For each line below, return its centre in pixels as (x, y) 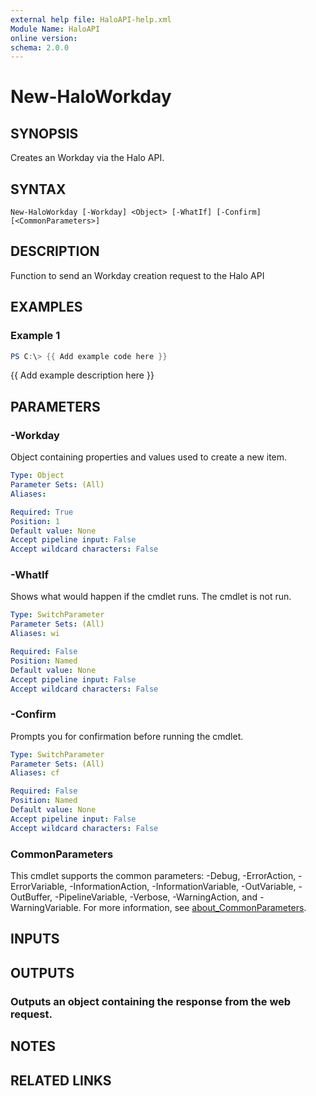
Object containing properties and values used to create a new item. (149, 457)
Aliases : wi (35, 634)
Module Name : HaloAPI (55, 29)
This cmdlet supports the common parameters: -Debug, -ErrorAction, (153, 876)
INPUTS (35, 939)
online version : (44, 38)
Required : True (42, 512)
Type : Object (37, 476)
